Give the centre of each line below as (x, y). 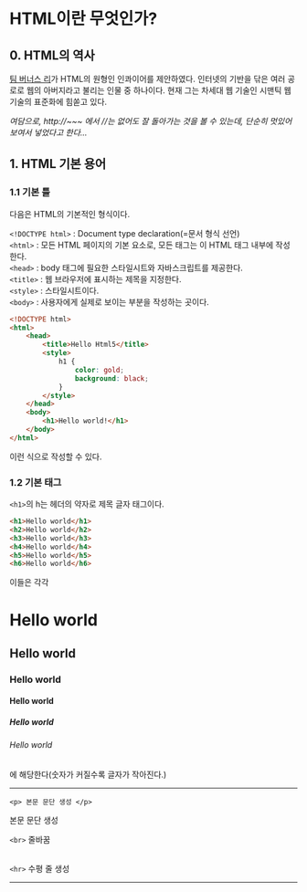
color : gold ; (100, 370)
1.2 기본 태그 (36, 482)
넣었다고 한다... (60, 132)
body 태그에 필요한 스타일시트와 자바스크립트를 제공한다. (142, 268)
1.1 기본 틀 (30, 193)
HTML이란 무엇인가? (84, 19)
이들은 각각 (29, 582)
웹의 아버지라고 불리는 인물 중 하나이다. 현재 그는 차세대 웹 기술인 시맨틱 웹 (159, 90)
